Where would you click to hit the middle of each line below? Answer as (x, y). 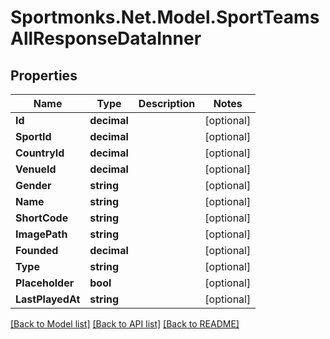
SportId (33, 136)
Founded (37, 250)
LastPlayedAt (48, 299)
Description (167, 103)
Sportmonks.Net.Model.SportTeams (165, 17)
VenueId (36, 169)
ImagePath (41, 234)
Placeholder (45, 283)
